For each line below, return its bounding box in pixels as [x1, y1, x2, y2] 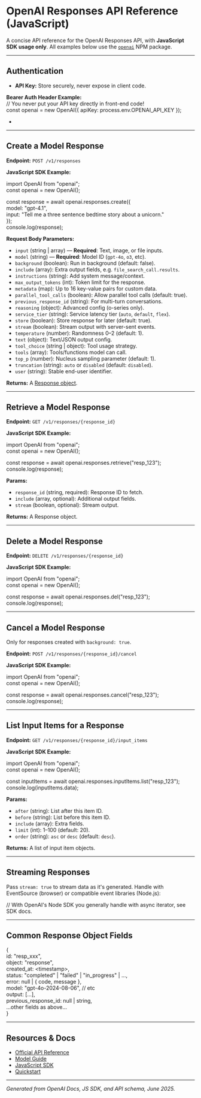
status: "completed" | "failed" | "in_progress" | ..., [6, 972, 128, 979]
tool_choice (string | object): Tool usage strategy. [14, 342, 138, 349]
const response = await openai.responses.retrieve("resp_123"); [6, 459, 162, 467]
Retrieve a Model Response [6, 402, 111, 412]
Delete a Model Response [6, 536, 103, 546]
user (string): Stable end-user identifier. [14, 367, 112, 375]
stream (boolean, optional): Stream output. [14, 501, 119, 509]
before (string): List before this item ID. [14, 813, 111, 821]
